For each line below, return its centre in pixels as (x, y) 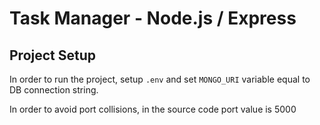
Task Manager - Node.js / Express (153, 18)
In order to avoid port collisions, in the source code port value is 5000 (153, 109)
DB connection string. (54, 90)
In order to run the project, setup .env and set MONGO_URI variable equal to (160, 79)
